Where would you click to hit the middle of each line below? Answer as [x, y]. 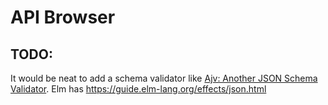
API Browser [63, 17]
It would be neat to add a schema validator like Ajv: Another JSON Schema [164, 78]
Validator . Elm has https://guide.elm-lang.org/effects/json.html [138, 89]
